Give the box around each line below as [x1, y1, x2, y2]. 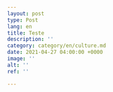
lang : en [7, 23, 32, 30]
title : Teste [7, 29, 45, 37]
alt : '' [7, 62, 30, 68]
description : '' [7, 36, 54, 43]
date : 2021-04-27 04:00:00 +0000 [7, 49, 103, 56]
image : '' [7, 55, 36, 62]
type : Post [7, 17, 39, 24]
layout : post [7, 10, 45, 17]
